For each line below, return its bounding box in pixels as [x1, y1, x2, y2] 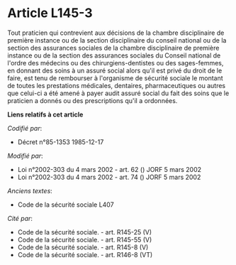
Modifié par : [7, 151, 44, 160]
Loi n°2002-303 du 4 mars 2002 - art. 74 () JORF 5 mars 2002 [17, 173, 201, 181]
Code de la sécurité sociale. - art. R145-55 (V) [17, 235, 152, 244]
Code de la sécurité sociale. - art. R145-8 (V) [17, 243, 149, 252]
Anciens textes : [7, 186, 53, 195]
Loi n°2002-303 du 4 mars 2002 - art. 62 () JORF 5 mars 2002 [17, 165, 202, 173]
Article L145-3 [7, 5, 94, 21]
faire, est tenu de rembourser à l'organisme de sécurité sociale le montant [7, 73, 223, 82]
